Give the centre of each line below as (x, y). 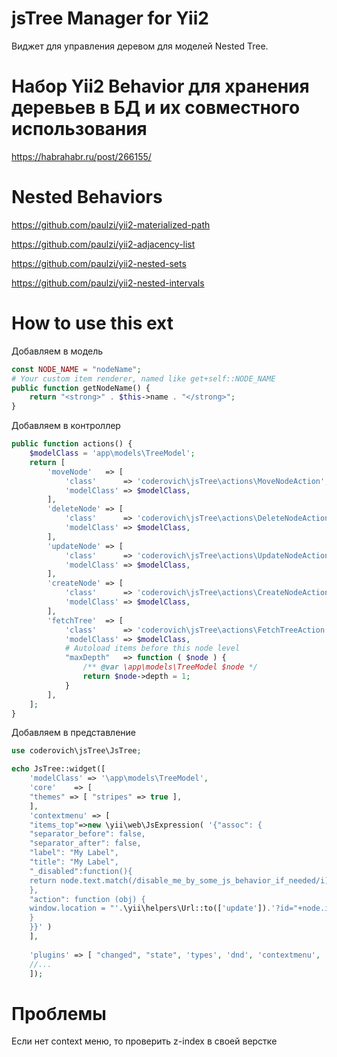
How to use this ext (92, 323)
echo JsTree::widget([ (58, 769)
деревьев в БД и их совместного (156, 108)
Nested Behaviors (87, 197)
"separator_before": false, (87, 834)
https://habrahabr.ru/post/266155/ (81, 156)
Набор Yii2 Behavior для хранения (160, 86)
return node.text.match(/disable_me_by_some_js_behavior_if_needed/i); (181, 880)
